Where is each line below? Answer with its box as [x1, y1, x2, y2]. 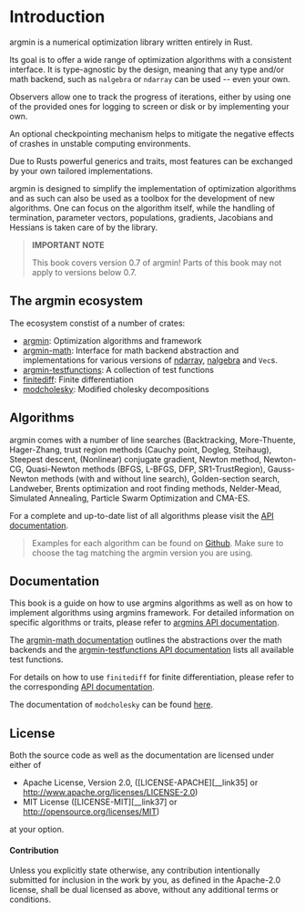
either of [9, 760, 42, 771]
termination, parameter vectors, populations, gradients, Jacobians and [9, 212, 274, 223]
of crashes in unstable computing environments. [9, 138, 191, 149]
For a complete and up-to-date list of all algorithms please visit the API [9, 510, 275, 521]
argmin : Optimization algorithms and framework [22, 335, 202, 346]
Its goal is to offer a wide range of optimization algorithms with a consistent [9, 54, 292, 65]
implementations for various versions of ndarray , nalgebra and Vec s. [22, 354, 278, 366]
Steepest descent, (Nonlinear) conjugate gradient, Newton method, [9, 453, 262, 464]
